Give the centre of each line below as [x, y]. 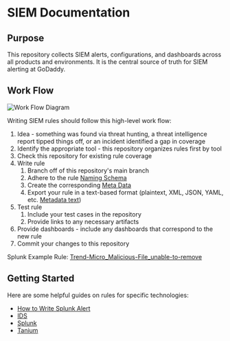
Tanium [27, 330]
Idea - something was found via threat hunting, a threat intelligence [112, 134]
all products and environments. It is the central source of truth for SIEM [107, 62]
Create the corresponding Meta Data [79, 185]
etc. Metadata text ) [54, 199]
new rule [30, 236]
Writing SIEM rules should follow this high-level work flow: [89, 120]
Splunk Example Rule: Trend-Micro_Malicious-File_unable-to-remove [105, 256]
